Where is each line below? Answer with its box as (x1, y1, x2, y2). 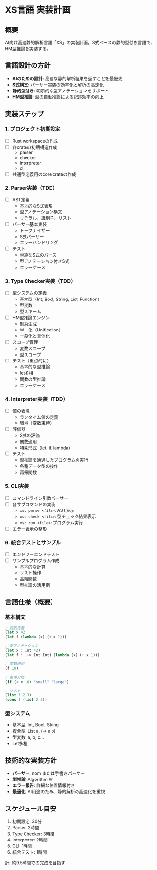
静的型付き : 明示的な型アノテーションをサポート (12, 88, 109, 93)
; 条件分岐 (5, 675, 25, 680)
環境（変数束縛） (19, 420, 54, 426)
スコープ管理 (12, 339, 38, 345)
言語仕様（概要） (5, 598, 57, 606)
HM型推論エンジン (12, 314, 50, 320)
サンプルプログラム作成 (12, 558, 60, 564)
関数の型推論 (19, 376, 46, 382)
